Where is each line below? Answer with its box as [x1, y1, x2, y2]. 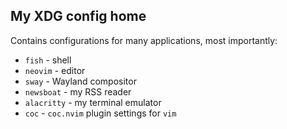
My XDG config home [10, 8, 147, 25]
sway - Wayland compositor [24, 75, 137, 87]
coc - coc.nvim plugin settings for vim [24, 107, 177, 119]
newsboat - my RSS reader [24, 85, 132, 98]
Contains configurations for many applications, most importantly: [10, 34, 278, 46]
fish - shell [24, 54, 72, 66]
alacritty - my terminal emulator [24, 96, 162, 108]
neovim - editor [24, 64, 86, 76]
